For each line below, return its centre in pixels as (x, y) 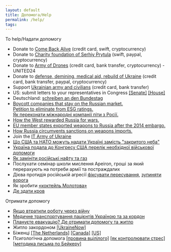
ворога (21, 180)
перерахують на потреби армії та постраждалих (66, 169)
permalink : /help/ (25, 20)
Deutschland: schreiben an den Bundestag (58, 98)
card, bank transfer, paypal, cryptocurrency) (60, 82)
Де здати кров (29, 191)
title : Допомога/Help (28, 15)
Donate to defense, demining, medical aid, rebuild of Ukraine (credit (84, 76)
